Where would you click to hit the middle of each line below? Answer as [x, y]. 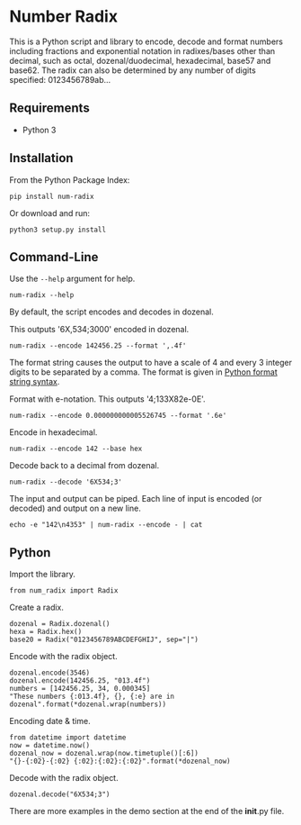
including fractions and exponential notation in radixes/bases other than [142, 50]
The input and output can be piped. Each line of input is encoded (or [136, 499]
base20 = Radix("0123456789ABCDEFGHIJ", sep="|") [104, 640]
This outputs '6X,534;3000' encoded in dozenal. [99, 330]
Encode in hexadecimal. [53, 432]
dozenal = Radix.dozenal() [60, 624]
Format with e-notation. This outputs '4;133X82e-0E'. [107, 399]
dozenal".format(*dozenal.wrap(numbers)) [88, 704]
